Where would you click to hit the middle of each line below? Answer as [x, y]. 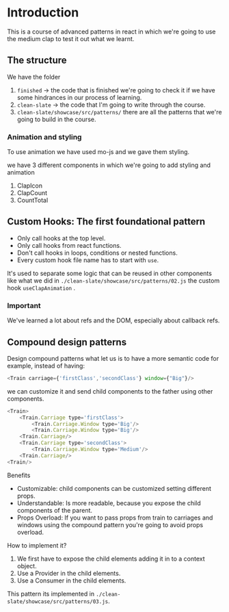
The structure [37, 61]
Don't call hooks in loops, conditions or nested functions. [97, 253]
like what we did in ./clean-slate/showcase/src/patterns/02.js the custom [113, 280]
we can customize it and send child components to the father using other [110, 391]
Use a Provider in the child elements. [69, 573]
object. [27, 565]
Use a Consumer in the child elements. [71, 581]
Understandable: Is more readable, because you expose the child [109, 503]
